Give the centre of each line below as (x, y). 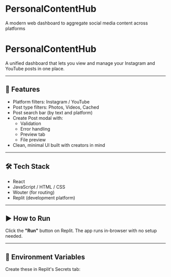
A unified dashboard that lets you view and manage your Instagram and (80, 63)
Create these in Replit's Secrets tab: (43, 269)
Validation (31, 123)
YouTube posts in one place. (35, 68)
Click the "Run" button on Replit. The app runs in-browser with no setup (81, 231)
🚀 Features (23, 90)
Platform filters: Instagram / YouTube (51, 102)
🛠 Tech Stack (27, 167)
